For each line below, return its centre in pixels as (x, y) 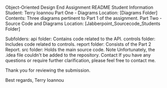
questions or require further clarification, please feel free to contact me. (81, 60)
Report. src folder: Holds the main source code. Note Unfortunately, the (80, 50)
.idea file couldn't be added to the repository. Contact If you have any (78, 55)
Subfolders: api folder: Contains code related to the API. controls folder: (80, 39)
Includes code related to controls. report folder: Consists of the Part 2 (78, 44)
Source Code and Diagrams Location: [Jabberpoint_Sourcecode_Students (83, 23)
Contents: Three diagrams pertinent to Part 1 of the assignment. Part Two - (83, 18)
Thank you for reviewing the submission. (48, 70)
